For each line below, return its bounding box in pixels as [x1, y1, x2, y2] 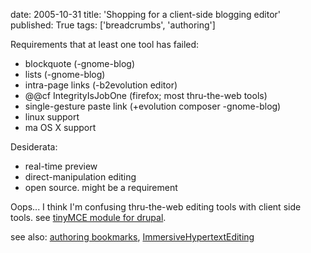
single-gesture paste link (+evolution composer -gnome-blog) [24, 100, 282, 112]
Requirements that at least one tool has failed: [10, 39, 200, 50]
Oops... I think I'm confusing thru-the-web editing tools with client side [10, 201, 302, 213]
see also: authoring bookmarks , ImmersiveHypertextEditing [10, 231, 255, 243]
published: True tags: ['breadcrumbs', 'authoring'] [10, 19, 216, 31]
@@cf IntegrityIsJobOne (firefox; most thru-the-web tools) [24, 90, 268, 101]
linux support [24, 111, 80, 123]
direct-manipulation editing [24, 171, 137, 183]
